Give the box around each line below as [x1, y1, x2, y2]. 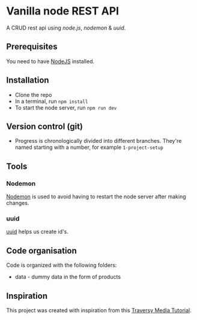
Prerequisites [6, 42, 58, 52]
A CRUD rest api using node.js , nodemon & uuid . [6, 24, 126, 31]
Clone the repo [14, 91, 52, 98]
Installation [6, 75, 49, 86]
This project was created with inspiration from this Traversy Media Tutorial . [6, 306, 192, 314]
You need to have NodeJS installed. [6, 57, 95, 64]
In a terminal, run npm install [14, 98, 88, 105]
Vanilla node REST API [6, 4, 119, 18]
